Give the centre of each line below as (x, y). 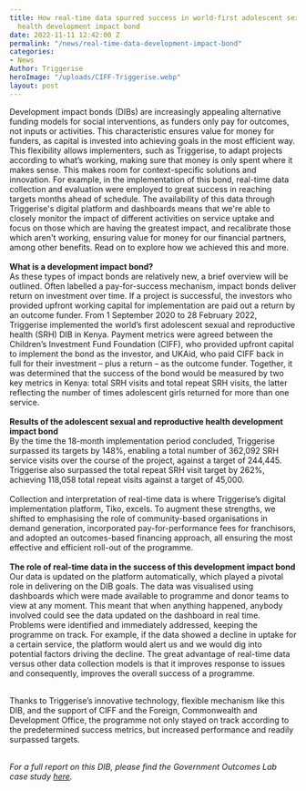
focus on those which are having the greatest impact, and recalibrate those (150, 228)
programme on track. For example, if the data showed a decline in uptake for (153, 634)
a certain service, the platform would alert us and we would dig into (136, 644)
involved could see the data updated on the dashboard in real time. (135, 615)
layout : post (34, 86)
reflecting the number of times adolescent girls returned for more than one (149, 392)
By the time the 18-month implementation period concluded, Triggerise (143, 441)
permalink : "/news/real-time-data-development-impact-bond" (126, 43)
